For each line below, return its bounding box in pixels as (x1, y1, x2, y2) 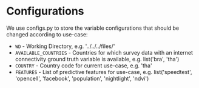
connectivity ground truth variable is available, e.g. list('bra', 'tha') (15, 55, 180, 63)
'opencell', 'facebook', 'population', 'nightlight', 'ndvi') (15, 75, 149, 82)
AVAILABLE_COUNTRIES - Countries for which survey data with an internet (15, 49, 193, 56)
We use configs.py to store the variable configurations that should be (6, 24, 180, 32)
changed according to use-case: (6, 30, 88, 38)
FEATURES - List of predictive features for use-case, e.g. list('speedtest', (15, 68, 192, 75)
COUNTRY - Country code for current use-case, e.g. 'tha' (15, 62, 153, 69)
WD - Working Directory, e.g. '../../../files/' (15, 42, 115, 50)
